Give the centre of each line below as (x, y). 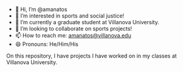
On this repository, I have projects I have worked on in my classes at (92, 56)
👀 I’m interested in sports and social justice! (70, 16)
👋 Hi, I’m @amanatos (41, 9)
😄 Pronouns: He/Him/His (47, 44)
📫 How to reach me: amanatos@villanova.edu (73, 35)
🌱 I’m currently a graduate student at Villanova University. (87, 22)
